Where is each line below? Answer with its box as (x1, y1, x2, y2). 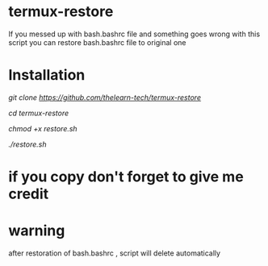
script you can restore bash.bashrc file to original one (8, 37, 187, 47)
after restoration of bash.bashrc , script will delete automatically (8, 248, 220, 258)
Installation (8, 66, 86, 85)
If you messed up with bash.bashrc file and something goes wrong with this (8, 29, 261, 39)
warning (8, 222, 65, 240)
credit (8, 185, 49, 203)
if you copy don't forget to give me (8, 168, 244, 186)
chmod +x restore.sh (8, 123, 78, 133)
